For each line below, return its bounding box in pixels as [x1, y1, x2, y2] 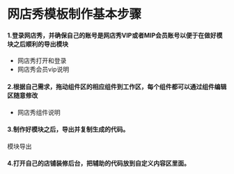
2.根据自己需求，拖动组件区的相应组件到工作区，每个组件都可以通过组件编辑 [7, 82, 227, 90]
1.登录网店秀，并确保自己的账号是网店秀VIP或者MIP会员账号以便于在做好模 [7, 31, 223, 39]
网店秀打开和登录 [17, 56, 67, 65]
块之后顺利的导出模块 [7, 40, 68, 48]
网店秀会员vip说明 [17, 65, 70, 74]
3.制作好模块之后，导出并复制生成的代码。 [7, 125, 130, 134]
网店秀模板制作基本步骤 [7, 6, 142, 22]
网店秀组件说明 [17, 108, 61, 116]
